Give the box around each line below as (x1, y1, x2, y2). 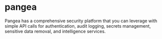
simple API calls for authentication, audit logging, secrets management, (4, 23, 151, 29)
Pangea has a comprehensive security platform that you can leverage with (4, 18, 158, 24)
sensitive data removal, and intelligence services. (4, 28, 106, 34)
